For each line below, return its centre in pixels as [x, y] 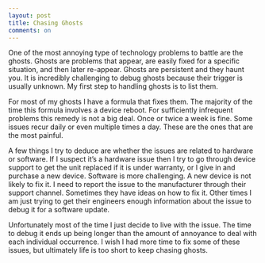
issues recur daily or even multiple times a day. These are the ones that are [131, 127]
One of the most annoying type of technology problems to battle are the [126, 53]
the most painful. [36, 135]
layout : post [30, 15]
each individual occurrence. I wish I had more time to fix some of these [124, 242]
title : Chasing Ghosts [46, 23]
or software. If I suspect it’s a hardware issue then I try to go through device [132, 159]
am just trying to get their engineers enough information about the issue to [130, 201]
